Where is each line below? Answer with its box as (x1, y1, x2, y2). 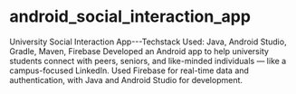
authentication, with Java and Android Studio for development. (9, 74, 243, 85)
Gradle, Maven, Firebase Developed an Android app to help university (9, 45, 270, 56)
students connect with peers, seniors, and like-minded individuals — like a (9, 55, 287, 66)
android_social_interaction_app (9, 6, 252, 27)
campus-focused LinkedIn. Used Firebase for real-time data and (9, 65, 249, 76)
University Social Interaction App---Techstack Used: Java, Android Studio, (9, 36, 287, 47)
